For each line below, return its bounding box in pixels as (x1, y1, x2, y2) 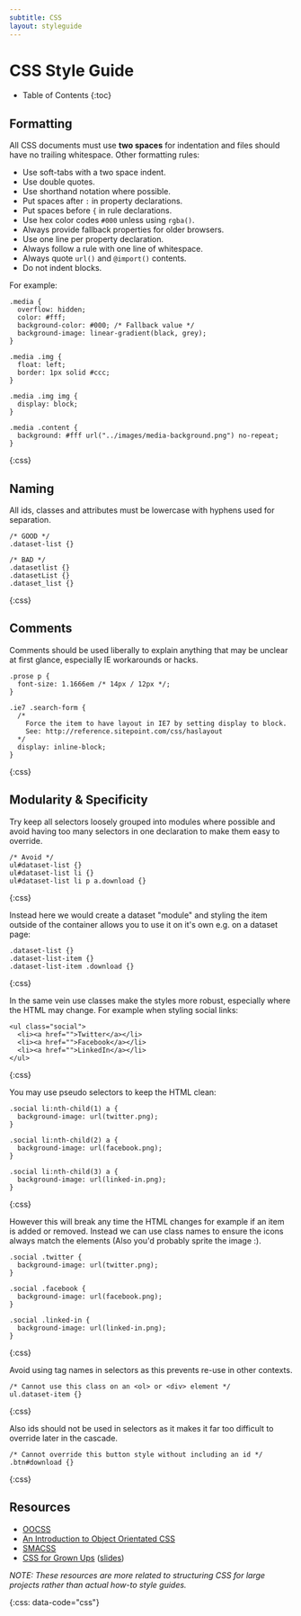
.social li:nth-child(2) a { (9, 1136, 119, 1145)
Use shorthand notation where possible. (22, 186, 171, 197)
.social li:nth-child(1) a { (9, 1104, 119, 1113)
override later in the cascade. (9, 1432, 119, 1443)
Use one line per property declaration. (22, 234, 164, 245)
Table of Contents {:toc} (22, 90, 112, 101)
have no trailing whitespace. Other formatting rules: (9, 149, 200, 160)
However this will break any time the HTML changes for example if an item (9, 1216, 285, 1226)
